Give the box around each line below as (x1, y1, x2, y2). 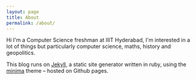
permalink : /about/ (6, 20, 56, 26)
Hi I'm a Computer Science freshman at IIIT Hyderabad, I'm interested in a (6, 37, 191, 44)
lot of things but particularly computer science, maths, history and (6, 43, 171, 50)
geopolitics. (6, 49, 36, 57)
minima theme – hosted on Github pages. (6, 67, 109, 75)
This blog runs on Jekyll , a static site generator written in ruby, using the (6, 61, 186, 68)
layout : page (6, 8, 39, 15)
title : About (6, 14, 39, 20)
